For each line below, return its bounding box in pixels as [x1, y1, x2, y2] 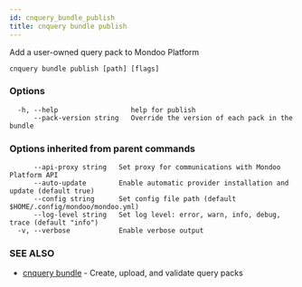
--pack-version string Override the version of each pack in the [33, 113, 294, 122]
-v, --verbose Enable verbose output [17, 226, 204, 235]
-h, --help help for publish [17, 105, 196, 114]
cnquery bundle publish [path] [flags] [9, 64, 160, 73]
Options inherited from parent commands [9, 142, 196, 155]
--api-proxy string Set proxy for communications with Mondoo [33, 163, 281, 172]
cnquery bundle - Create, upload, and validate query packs [22, 268, 244, 279]
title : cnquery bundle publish [9, 22, 127, 31]
